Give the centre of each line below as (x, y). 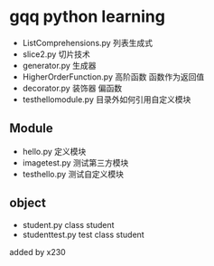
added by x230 (37, 252)
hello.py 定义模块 (54, 151)
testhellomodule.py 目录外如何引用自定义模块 (107, 99)
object (28, 203)
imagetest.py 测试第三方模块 (75, 162)
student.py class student (68, 224)
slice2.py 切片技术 (56, 54)
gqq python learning (87, 17)
